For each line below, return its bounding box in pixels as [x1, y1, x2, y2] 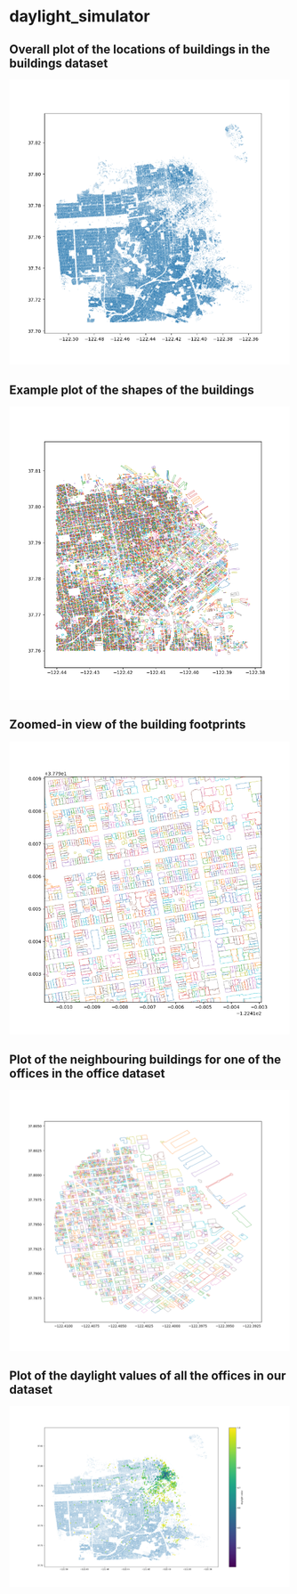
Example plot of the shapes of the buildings [9, 382, 255, 397]
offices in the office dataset [9, 1066, 166, 1081]
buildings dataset [9, 55, 108, 70]
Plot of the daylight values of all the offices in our [9, 1369, 286, 1384]
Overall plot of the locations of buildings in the [9, 42, 271, 57]
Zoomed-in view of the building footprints [9, 717, 246, 732]
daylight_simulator [9, 6, 150, 27]
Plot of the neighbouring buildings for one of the [9, 1052, 282, 1067]
